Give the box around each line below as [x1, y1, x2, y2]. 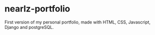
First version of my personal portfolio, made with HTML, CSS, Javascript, [4, 19, 151, 25]
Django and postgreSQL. [4, 24, 54, 30]
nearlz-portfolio [4, 3, 70, 14]
